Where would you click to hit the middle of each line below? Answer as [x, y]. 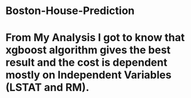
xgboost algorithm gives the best [88, 50]
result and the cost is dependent [86, 62]
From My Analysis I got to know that [95, 38]
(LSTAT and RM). [47, 88]
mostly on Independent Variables [88, 75]
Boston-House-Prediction [70, 11]
